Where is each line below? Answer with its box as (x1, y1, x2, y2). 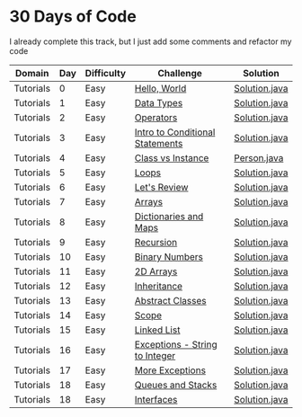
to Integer (134, 349, 176, 361)
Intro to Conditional (134, 126, 216, 138)
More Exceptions (134, 364, 207, 377)
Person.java (233, 151, 284, 164)
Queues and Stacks (134, 378, 218, 391)
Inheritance (134, 279, 182, 292)
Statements (134, 137, 183, 149)
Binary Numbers (134, 250, 204, 262)
